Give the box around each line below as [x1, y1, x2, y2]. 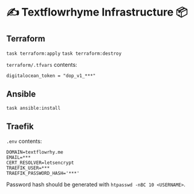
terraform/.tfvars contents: [6, 61, 77, 68]
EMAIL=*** [6, 154, 31, 160]
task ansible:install [6, 105, 61, 111]
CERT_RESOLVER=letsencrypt [6, 160, 74, 166]
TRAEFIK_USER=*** [6, 164, 50, 171]
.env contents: [6, 137, 42, 145]
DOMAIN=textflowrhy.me [6, 149, 63, 155]
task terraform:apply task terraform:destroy [6, 51, 122, 57]
